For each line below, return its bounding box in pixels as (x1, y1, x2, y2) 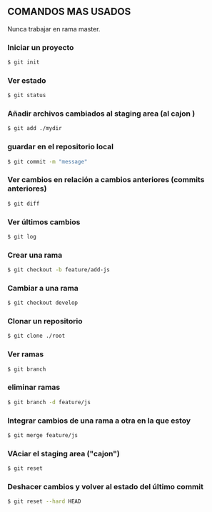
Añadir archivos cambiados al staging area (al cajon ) (7, 109, 196, 119)
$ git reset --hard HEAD (7, 498, 81, 506)
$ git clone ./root (7, 332, 66, 340)
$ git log (7, 233, 37, 240)
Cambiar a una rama (7, 283, 79, 293)
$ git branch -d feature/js (7, 398, 91, 406)
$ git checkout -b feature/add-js (7, 266, 111, 273)
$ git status (7, 92, 46, 99)
